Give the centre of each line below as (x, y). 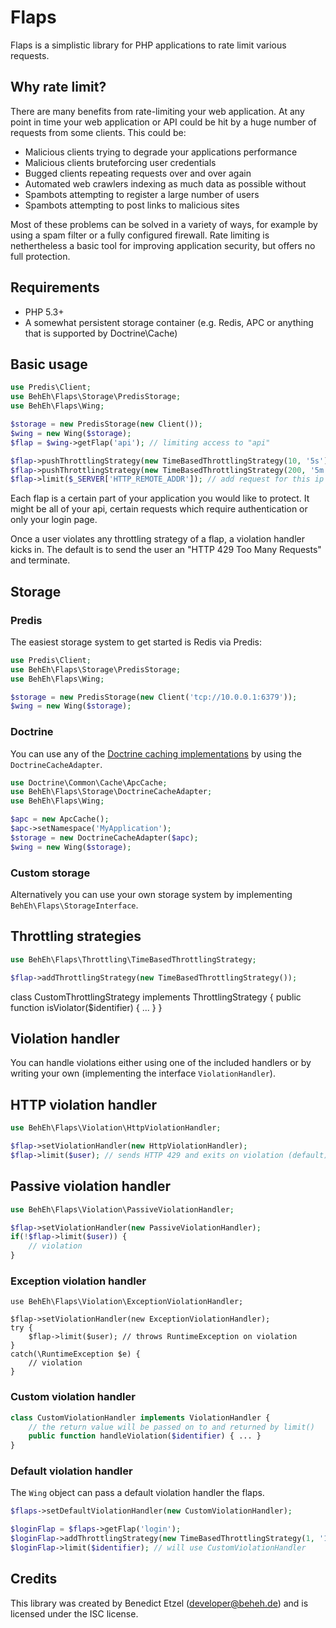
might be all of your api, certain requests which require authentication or (159, 509)
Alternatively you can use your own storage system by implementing (151, 895)
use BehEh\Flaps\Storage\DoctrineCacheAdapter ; (111, 792)
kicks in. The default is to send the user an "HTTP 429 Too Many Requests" (166, 550)
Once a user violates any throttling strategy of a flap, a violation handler (157, 539)
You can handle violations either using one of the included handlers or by (161, 1063)
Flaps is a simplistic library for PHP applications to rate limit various (148, 45)
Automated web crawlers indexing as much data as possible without (165, 183)
